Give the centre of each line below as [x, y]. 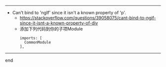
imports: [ [31, 38]
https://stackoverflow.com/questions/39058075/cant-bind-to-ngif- [88, 18]
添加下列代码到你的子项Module [51, 29]
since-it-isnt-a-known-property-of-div [59, 23]
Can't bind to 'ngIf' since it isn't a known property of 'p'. [69, 12]
